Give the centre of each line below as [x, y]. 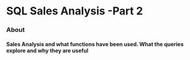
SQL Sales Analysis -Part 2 [75, 11]
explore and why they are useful [47, 50]
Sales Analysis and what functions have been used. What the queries [95, 44]
